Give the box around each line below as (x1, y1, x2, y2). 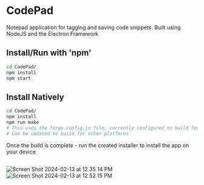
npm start (6, 75, 32, 81)
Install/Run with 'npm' (6, 48, 92, 58)
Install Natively (6, 92, 64, 102)
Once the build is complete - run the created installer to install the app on (6, 141, 189, 149)
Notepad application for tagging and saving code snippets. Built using (6, 24, 181, 31)
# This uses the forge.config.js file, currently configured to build (6, 125, 189, 131)
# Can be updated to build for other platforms (6, 130, 129, 136)
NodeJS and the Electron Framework (6, 30, 99, 37)
